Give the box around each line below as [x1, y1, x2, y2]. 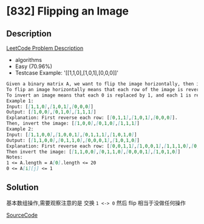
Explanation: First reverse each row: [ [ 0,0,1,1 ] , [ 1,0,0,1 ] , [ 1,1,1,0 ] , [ [6, 143, 194, 149]
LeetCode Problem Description [6, 44, 84, 52]
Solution [6, 182, 39, 192]
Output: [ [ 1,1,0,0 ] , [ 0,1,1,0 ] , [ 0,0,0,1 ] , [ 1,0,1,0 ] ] [6, 137, 140, 143]
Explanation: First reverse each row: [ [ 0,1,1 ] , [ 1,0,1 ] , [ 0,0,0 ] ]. [6, 115, 178, 121]
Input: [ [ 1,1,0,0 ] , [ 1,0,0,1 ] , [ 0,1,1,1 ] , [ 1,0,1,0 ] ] [6, 132, 137, 138]
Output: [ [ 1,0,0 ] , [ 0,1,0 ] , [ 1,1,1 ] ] [6, 109, 97, 115]
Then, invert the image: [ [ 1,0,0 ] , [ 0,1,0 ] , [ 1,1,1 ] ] [6, 120, 140, 127]
